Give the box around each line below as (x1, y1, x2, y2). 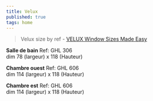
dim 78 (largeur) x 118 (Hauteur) (6, 53, 83, 60)
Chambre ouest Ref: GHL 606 (6, 65, 79, 72)
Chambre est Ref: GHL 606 (6, 82, 73, 89)
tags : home (6, 19, 33, 25)
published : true (6, 14, 46, 20)
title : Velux (6, 8, 38, 15)
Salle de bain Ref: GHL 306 (6, 47, 72, 54)
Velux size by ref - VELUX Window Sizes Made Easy (20, 36, 147, 43)
